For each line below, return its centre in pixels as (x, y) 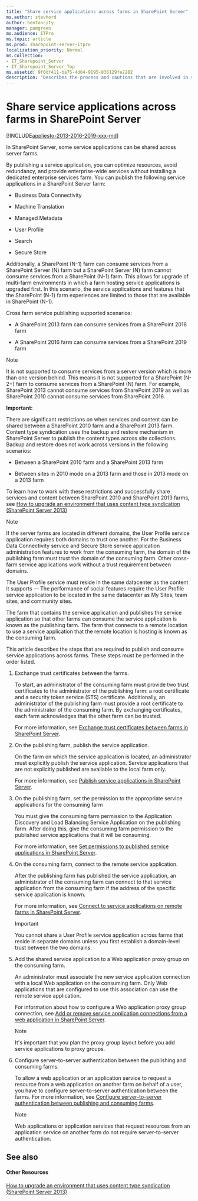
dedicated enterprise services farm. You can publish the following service (96, 177)
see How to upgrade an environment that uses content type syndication (93, 504)
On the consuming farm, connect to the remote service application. (96, 864)
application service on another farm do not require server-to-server (97, 1132)
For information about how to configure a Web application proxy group (100, 1007)
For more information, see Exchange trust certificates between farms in (101, 728)
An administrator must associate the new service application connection (102, 977)
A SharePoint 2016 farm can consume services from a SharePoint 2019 (101, 342)
